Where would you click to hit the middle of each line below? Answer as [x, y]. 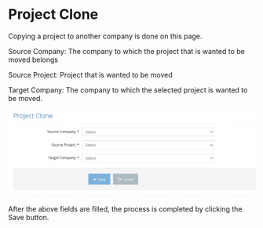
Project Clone [53, 14]
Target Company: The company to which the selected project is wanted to [128, 90]
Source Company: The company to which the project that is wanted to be [126, 51]
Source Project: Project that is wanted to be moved [90, 74]
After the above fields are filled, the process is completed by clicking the [125, 208]
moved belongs [33, 60]
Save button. [29, 217]
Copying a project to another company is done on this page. [105, 36]
